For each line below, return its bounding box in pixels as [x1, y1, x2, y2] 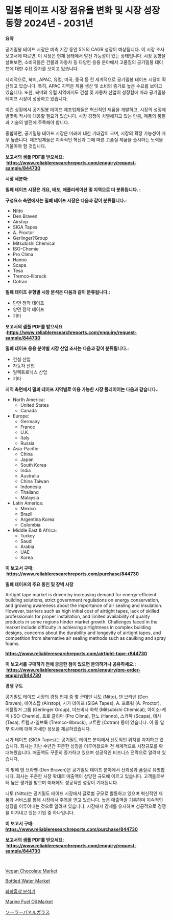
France [20, 424, 36, 430]
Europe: [12, 413, 30, 419]
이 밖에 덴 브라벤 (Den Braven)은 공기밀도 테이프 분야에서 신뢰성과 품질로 [5, 766, 152, 772]
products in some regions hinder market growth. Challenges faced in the [5, 618, 158, 625]
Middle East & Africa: [12, 527, 57, 533]
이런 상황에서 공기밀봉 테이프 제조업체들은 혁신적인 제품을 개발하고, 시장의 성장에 [5, 106, 166, 113]
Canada [20, 407, 37, 413]
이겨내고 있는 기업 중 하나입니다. [10, 809, 75, 816]
